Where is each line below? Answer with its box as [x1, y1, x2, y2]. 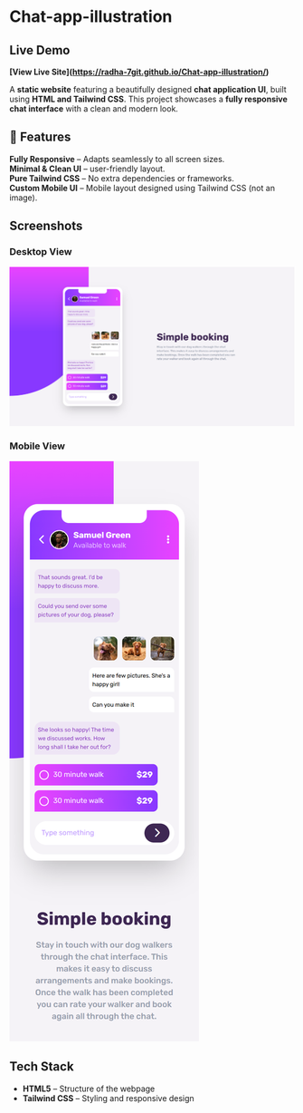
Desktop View [9, 246, 72, 258]
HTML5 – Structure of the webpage [22, 1083, 156, 1094]
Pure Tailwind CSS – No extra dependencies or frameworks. [9, 172, 235, 183]
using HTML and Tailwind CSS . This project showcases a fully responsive [9, 93, 288, 104]
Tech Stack [9, 1059, 74, 1075]
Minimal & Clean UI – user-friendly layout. [9, 163, 166, 174]
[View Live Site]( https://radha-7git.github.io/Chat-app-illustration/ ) [9, 66, 270, 77]
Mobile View [9, 440, 66, 452]
